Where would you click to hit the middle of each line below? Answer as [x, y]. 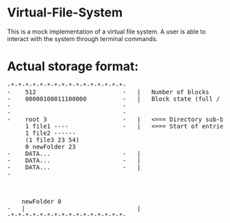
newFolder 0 [41, 201]
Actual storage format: [73, 67]
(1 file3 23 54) [52, 140]
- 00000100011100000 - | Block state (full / [114, 99]
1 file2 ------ [51, 133]
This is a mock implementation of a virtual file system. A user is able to [107, 31]
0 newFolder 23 [51, 146]
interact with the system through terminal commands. [82, 38]
